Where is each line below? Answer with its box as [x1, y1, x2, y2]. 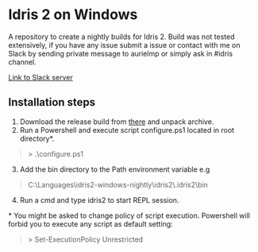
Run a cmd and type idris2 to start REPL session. [19, 195, 179, 204]
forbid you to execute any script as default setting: [8, 219, 173, 228]
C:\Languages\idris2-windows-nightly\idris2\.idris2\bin [27, 180, 209, 189]
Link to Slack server [8, 72, 73, 82]
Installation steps [8, 95, 96, 109]
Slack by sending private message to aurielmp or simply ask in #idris [8, 48, 233, 58]
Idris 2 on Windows [8, 6, 138, 24]
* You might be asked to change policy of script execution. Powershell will [8, 211, 250, 220]
